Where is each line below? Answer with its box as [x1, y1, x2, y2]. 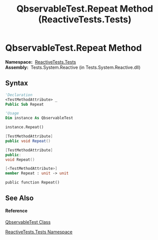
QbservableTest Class [5, 219, 51, 225]
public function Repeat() [5, 180, 60, 185]
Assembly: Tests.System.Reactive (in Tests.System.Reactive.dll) [5, 64, 141, 70]
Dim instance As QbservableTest [5, 116, 73, 121]
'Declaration [5, 92, 33, 98]
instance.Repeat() [5, 125, 44, 130]
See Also [5, 194, 34, 202]
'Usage [5, 111, 19, 116]
